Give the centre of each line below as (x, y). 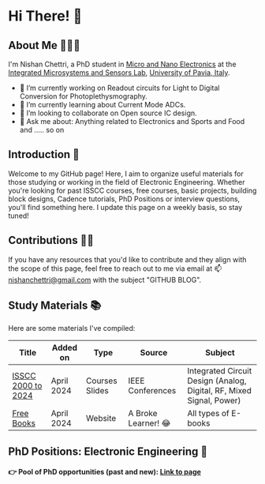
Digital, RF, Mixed (220, 391)
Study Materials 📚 (55, 306)
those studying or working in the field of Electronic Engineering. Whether (127, 182)
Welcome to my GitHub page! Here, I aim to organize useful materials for (126, 174)
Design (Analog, (217, 381)
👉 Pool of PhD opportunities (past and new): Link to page (105, 472)
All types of (209, 414)
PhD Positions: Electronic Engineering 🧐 (108, 451)
